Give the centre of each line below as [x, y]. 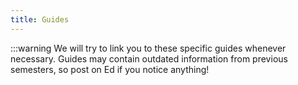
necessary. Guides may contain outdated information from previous [149, 58]
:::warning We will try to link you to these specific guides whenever [148, 48]
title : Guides [40, 19]
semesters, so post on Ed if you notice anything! [110, 69]
